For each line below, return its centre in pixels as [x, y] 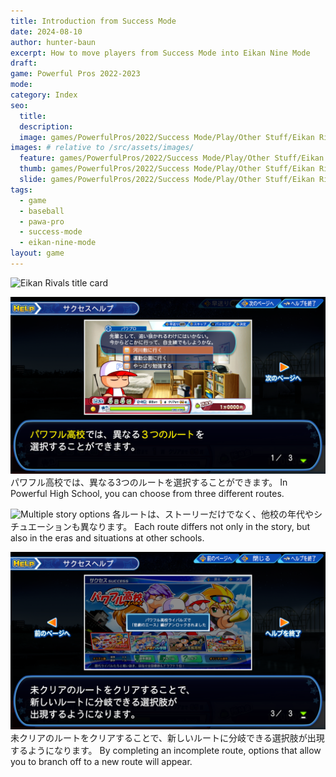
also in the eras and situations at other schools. [107, 538]
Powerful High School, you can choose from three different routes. [147, 494]
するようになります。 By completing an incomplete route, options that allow [166, 750]
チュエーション [41, 527]
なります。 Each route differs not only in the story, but [199, 527]
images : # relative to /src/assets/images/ [102, 148]
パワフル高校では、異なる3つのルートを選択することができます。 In [149, 482]
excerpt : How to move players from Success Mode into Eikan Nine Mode [160, 53]
